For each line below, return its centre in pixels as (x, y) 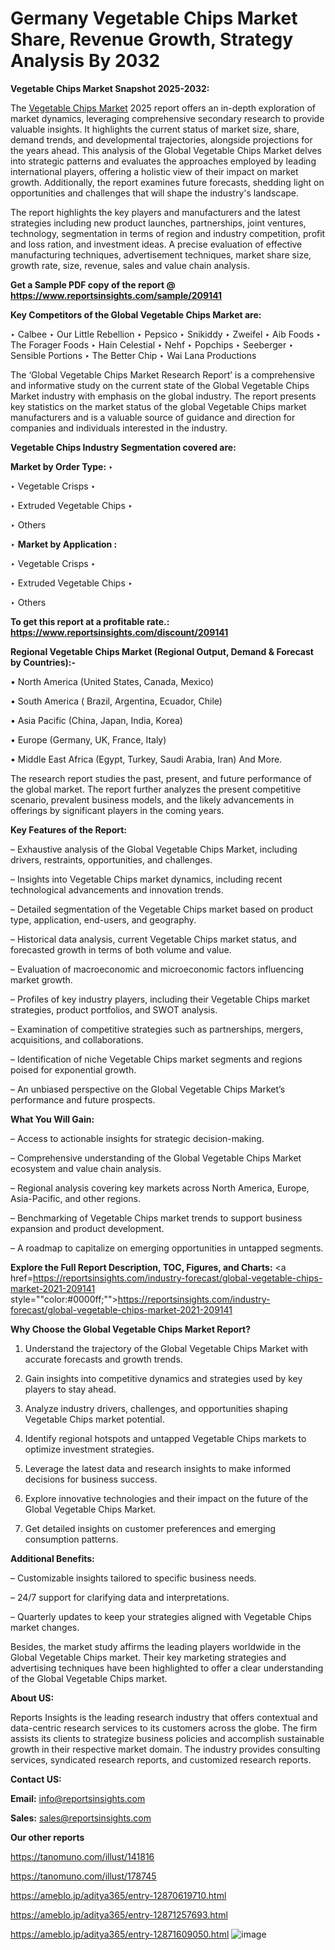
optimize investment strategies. (89, 1449)
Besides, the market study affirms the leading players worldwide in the (156, 1646)
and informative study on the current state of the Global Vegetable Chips (160, 385)
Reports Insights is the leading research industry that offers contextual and (164, 1717)
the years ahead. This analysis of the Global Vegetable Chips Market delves (166, 150)
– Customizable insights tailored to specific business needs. (133, 1578)
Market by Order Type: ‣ (62, 466)
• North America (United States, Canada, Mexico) (112, 681)
